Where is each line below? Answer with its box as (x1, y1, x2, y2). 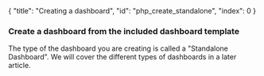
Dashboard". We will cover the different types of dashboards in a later (8, 52, 237, 62)
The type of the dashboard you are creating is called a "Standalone (8, 44, 228, 53)
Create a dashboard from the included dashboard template (8, 25, 240, 36)
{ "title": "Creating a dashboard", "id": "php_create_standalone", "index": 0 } (8, 6, 257, 15)
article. (8, 61, 31, 70)
